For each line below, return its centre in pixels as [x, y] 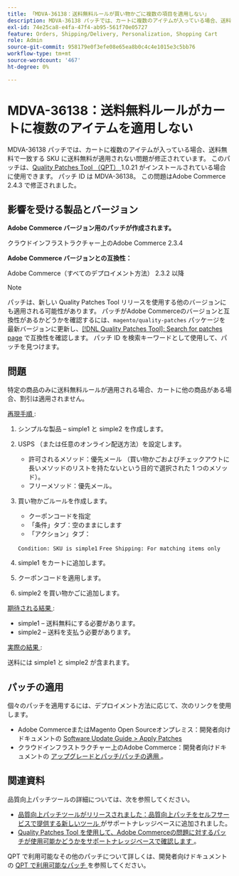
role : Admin [25, 41]
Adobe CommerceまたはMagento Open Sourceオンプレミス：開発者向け [124, 729]
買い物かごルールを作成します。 [64, 501]
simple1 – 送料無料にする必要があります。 [78, 623]
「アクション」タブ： [59, 534]
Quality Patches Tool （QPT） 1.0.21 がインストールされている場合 [129, 167]
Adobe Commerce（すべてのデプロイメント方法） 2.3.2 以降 [96, 273]
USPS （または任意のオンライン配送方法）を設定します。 [101, 444]
